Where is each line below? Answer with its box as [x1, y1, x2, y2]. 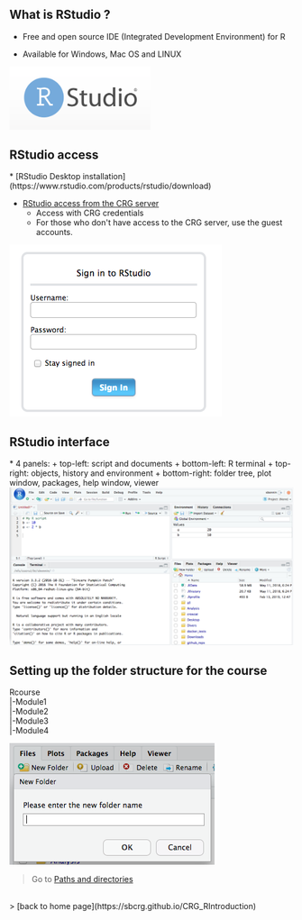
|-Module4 [9, 725, 50, 736]
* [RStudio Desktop [9, 171, 81, 182]
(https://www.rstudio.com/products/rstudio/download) [9, 180, 212, 192]
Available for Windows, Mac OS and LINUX [22, 49, 182, 59]
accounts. [35, 227, 74, 238]
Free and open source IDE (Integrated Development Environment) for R [22, 31, 286, 41]
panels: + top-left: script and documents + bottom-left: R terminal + [22, 459, 273, 469]
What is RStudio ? [9, 7, 111, 23]
